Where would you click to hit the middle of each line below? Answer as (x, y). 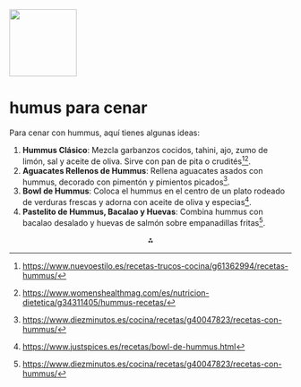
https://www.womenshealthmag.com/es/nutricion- (116, 292)
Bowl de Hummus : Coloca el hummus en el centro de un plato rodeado (153, 191)
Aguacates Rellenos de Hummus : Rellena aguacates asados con (142, 170)
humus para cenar (78, 108)
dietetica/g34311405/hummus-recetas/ (95, 302)
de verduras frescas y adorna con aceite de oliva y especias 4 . (137, 201)
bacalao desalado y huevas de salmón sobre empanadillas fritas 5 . (144, 221)
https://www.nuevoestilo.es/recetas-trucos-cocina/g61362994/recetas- (155, 266)
